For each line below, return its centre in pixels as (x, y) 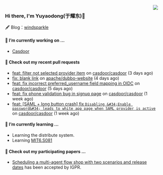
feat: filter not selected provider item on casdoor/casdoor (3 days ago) (82, 73)
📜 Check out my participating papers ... (45, 151)
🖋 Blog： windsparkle (27, 27)
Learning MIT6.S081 (32, 140)
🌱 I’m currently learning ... (32, 124)
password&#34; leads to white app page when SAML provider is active (84, 109)
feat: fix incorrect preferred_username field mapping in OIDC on (76, 83)
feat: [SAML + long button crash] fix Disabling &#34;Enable (71, 104)
